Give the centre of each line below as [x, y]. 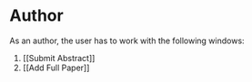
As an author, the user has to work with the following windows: [127, 41]
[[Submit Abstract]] [59, 58]
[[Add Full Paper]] [56, 68]
